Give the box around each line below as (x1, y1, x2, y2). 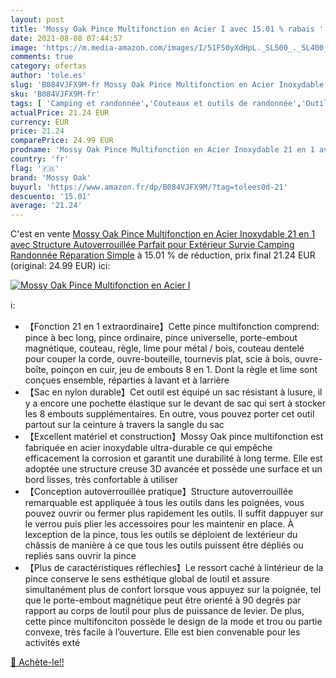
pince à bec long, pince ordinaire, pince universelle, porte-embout (24, 332, 298, 344)
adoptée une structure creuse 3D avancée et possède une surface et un (24, 463, 323, 475)
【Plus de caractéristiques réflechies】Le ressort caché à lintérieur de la (24, 562, 324, 574)
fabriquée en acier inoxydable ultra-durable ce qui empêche (24, 442, 273, 454)
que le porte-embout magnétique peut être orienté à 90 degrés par (24, 594, 302, 606)
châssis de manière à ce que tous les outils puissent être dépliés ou (24, 539, 304, 551)
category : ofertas (10, 61, 87, 71)
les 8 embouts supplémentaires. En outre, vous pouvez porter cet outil (24, 408, 315, 420)
